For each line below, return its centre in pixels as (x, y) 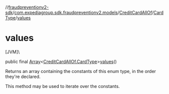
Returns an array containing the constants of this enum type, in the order (81, 71)
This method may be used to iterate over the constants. (63, 86)
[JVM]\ (13, 51)
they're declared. (23, 76)
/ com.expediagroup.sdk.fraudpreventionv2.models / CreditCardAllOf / (83, 12)
